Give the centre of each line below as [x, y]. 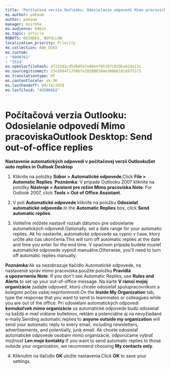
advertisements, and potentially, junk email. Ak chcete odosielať [72, 330]
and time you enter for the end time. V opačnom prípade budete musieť [87, 245]
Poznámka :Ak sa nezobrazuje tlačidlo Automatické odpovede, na [73, 265]
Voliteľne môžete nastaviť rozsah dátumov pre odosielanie [73, 223]
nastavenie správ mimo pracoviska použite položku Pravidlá [68, 271]
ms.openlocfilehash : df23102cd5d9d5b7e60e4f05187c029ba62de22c [73, 66]
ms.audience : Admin [26, 29]
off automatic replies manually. [45, 255]
